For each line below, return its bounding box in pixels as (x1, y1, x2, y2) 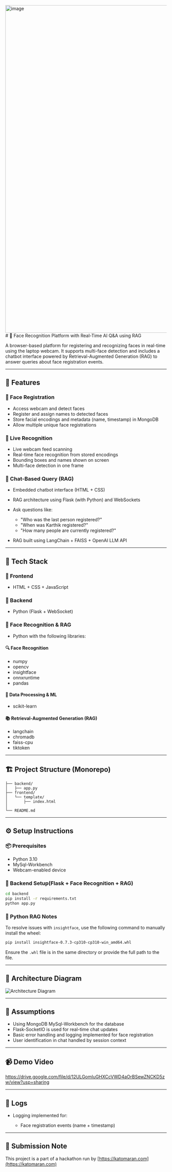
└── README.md (5, 808, 36, 813)
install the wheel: (5, 930, 41, 936)
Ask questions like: (12, 507, 53, 513)
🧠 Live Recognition (5, 434, 53, 441)
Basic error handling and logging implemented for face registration (12, 1032, 154, 1038)
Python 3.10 (12, 856, 37, 862)
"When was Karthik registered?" (20, 522, 89, 528)
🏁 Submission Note (5, 1142, 68, 1150)
